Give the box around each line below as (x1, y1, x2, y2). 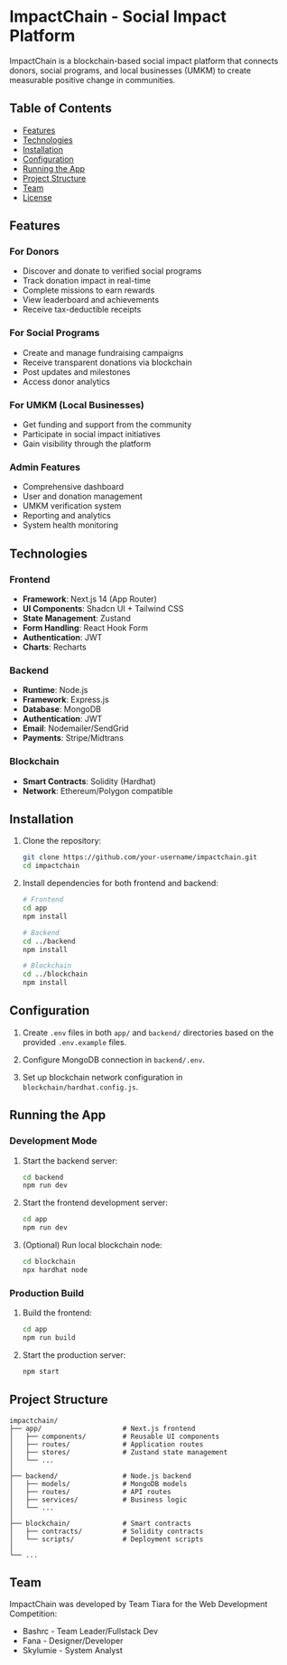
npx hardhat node (22, 1265, 88, 1275)
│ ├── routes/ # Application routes (9, 1439, 204, 1449)
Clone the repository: (22, 836, 102, 847)
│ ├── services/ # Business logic (9, 1495, 188, 1504)
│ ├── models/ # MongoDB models (9, 1479, 188, 1488)
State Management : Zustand (22, 613, 131, 624)
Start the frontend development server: (22, 1197, 169, 1208)
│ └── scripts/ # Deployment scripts (9, 1534, 204, 1544)
